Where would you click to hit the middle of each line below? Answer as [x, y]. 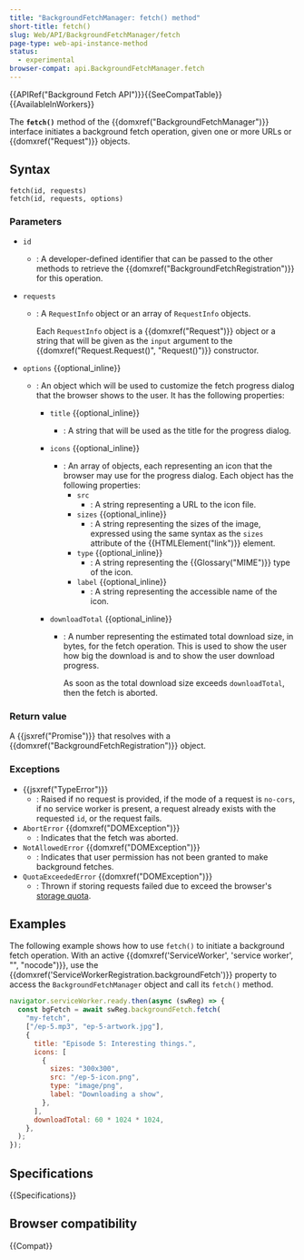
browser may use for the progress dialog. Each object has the [178, 475]
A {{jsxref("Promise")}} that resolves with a [90, 736]
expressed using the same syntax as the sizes [177, 533]
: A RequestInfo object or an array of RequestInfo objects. [143, 313]
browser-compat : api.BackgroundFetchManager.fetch [107, 69]
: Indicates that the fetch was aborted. [107, 837]
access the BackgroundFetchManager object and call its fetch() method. [142, 984]
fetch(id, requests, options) [67, 198]
